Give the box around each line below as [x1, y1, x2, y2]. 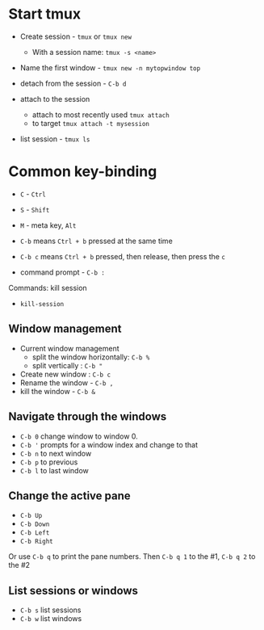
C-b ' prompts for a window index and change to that [19, 439, 199, 449]
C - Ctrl [19, 189, 46, 199]
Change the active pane [8, 489, 131, 502]
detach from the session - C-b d [19, 78, 127, 88]
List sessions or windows [8, 583, 139, 598]
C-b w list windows [19, 614, 82, 624]
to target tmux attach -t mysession [31, 118, 149, 128]
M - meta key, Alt [19, 220, 77, 230]
